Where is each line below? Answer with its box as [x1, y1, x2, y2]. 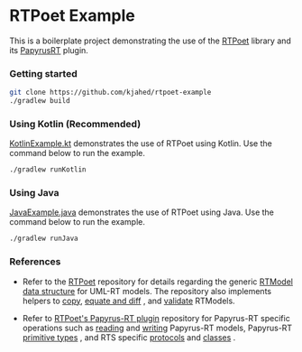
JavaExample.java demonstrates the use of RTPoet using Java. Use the [9, 207, 275, 218]
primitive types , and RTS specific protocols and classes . [22, 331, 236, 343]
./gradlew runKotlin [9, 165, 87, 174]
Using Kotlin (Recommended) [9, 117, 142, 130]
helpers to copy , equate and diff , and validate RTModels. [22, 295, 236, 306]
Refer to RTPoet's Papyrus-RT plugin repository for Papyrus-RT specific [22, 312, 290, 323]
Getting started [9, 67, 78, 79]
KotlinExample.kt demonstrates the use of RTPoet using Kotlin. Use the [9, 138, 272, 149]
